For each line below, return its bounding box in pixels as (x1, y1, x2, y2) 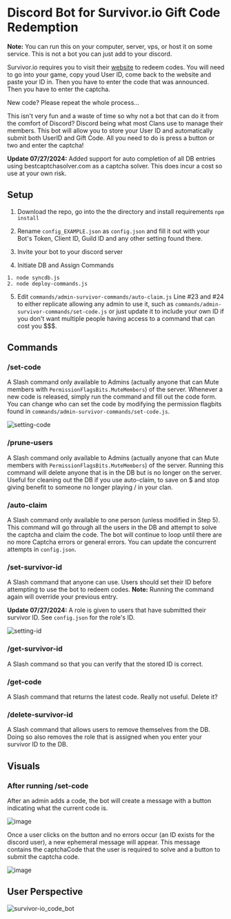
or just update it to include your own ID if (108, 307, 224, 315)
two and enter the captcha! (7, 141, 84, 149)
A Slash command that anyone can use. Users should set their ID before (7, 578, 212, 586)
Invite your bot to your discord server (17, 247, 123, 256)
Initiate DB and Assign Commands (17, 261, 114, 269)
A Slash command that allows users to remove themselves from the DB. (7, 726, 210, 734)
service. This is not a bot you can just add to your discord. (7, 50, 172, 58)
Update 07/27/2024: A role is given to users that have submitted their (7, 606, 207, 615)
